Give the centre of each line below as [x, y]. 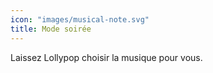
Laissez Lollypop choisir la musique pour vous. [106, 57]
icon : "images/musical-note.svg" [80, 19]
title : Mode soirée [51, 29]
